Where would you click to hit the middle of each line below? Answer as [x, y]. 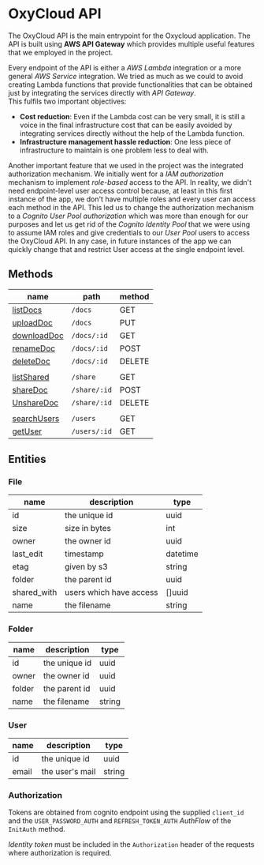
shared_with [35, 592]
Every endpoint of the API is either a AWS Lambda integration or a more [125, 67]
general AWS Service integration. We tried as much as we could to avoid [126, 76]
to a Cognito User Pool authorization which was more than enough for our [128, 216]
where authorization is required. [60, 853]
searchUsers [36, 418]
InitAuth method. [37, 829]
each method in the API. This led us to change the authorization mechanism [131, 207]
